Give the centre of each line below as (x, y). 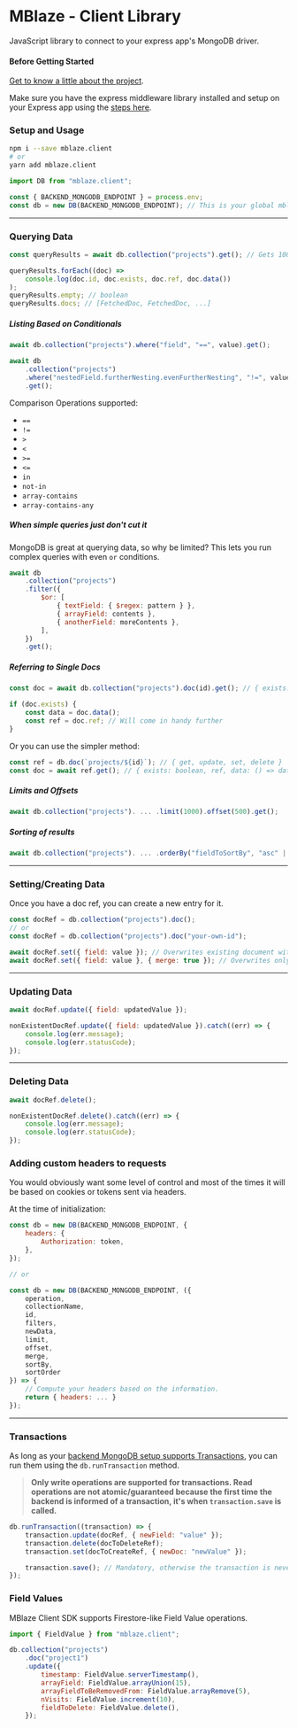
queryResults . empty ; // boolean (69, 295)
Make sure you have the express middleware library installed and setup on (145, 98)
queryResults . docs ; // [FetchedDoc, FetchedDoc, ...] (110, 304)
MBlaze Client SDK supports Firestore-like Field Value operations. (129, 1617)
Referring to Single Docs (55, 667)
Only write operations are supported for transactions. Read (141, 1483)
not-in (34, 486)
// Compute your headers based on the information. (122, 1389)
